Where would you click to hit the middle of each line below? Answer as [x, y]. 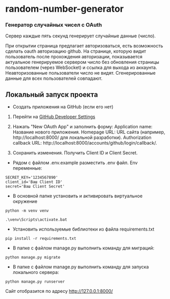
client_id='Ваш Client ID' [34, 182]
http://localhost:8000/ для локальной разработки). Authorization [82, 137]
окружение [25, 201]
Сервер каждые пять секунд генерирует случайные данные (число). [80, 36]
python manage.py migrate [33, 258]
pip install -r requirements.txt [41, 239]
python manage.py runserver [35, 282]
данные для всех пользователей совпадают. [54, 78]
